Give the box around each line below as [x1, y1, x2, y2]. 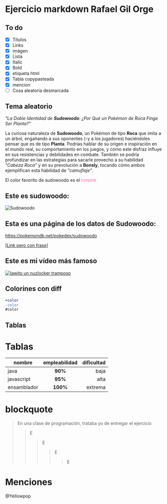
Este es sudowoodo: [5, 191, 70, 200]
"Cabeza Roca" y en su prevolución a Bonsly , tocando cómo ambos [5, 162, 145, 168]
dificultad [82, 359, 106, 366]
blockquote [5, 404, 53, 415]
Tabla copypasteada [12, 76, 54, 82]
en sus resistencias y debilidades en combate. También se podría [5, 151, 139, 158]
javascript [7, 376, 31, 383]
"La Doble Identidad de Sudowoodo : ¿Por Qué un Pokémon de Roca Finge [5, 115, 158, 121]
